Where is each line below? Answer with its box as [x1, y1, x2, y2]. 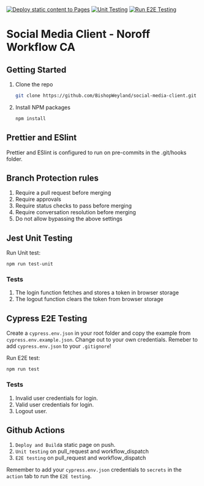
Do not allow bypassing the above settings [15, 215, 123, 223]
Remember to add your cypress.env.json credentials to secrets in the [6, 466, 182, 474]
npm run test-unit [6, 261, 53, 267]
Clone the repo [15, 81, 53, 88]
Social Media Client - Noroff [6, 28, 151, 41]
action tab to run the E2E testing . [6, 473, 92, 480]
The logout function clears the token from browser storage [15, 296, 164, 303]
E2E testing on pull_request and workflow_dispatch [15, 454, 146, 462]
